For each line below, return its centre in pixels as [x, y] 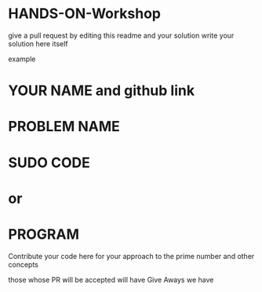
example [22, 59]
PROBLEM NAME [64, 127]
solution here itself [38, 43]
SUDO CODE [49, 162]
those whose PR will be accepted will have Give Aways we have [111, 279]
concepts [24, 265]
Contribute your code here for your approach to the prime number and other [131, 256]
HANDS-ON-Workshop [85, 14]
